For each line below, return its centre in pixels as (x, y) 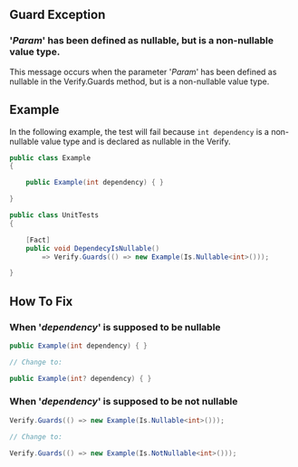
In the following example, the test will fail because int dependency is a (139, 131)
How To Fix (41, 301)
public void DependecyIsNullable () (93, 248)
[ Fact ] (38, 240)
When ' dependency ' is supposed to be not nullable (124, 402)
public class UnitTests (54, 215)
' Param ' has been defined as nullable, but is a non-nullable (142, 41)
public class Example (50, 157)
